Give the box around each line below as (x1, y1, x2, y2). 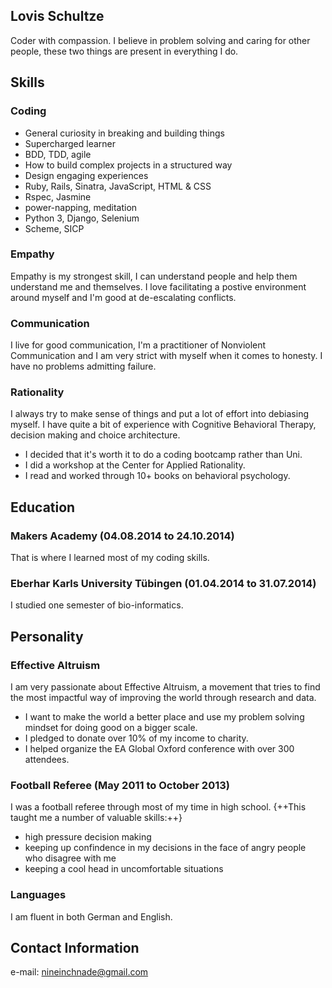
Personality (10, 628, 84, 645)
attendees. (24, 754, 70, 766)
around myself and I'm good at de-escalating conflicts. (10, 291, 237, 303)
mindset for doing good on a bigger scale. (24, 722, 198, 734)
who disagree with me (24, 852, 117, 864)
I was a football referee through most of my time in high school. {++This (10, 801, 307, 813)
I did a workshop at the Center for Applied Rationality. (24, 459, 246, 471)
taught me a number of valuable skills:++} (10, 812, 183, 824)
